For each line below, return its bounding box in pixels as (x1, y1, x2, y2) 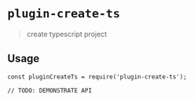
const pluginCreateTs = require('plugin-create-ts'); (7, 73, 188, 81)
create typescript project (26, 29, 108, 38)
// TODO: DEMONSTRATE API (7, 86, 92, 94)
